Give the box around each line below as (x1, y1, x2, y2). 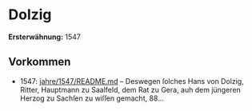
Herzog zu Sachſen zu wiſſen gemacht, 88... (19, 93, 164, 103)
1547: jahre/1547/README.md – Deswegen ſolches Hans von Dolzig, (19, 76, 244, 85)
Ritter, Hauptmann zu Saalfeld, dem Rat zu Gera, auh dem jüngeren (19, 85, 242, 94)
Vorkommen (8, 55, 71, 69)
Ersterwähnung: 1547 (8, 32, 82, 42)
